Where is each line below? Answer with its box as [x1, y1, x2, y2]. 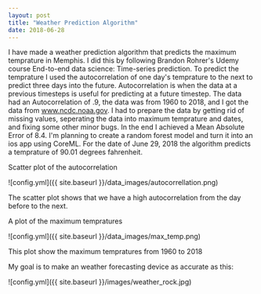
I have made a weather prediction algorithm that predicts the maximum [8, 48, 237, 57]
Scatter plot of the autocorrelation [8, 162, 118, 172]
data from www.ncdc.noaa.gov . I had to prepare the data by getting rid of [8, 106, 245, 115]
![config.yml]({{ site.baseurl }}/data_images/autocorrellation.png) [8, 178, 219, 187]
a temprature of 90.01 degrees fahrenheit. [8, 147, 143, 157]
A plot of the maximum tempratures [8, 216, 123, 226]
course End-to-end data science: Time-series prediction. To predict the [8, 64, 239, 74]
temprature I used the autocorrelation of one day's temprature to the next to [8, 72, 253, 82]
